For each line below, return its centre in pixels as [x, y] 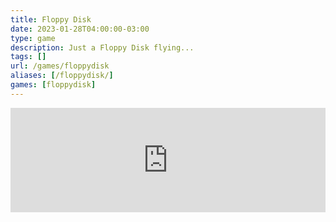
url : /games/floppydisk [60, 66]
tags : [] [28, 57]
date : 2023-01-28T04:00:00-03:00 [80, 29]
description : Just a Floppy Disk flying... [102, 47]
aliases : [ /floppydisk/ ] [62, 76]
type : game [33, 38]
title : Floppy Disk [51, 19]
